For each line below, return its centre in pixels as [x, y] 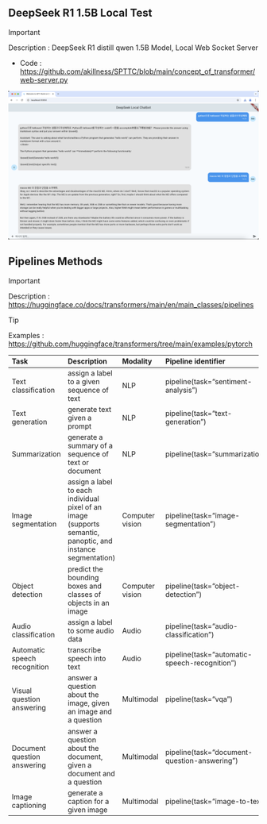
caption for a [88, 801]
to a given [83, 381]
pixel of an [84, 507]
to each [80, 491]
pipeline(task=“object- [203, 586]
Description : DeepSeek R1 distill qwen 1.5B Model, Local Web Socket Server [133, 48]
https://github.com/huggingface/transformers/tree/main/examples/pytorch [130, 344]
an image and [90, 712]
